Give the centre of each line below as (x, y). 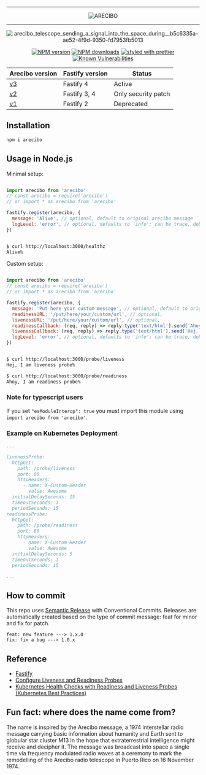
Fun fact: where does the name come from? (91, 712)
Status (142, 73)
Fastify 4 (76, 84)
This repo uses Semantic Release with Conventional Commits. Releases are (101, 611)
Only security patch (142, 94)
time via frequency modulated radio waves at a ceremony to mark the (94, 753)
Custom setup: (25, 264)
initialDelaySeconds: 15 (44, 497)
